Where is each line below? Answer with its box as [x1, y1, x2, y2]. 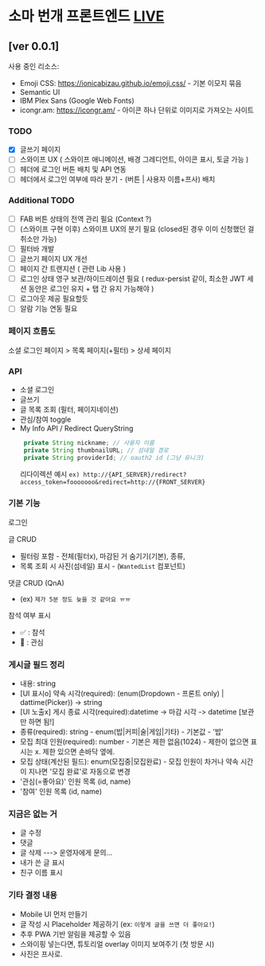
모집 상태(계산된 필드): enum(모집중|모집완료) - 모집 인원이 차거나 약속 [19, 757, 239, 766]
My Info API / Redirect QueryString [19, 423, 134, 433]
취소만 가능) [19, 234, 57, 243]
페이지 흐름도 [8, 325, 56, 337]
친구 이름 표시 [19, 868, 63, 878]
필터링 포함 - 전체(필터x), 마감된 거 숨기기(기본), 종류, [19, 551, 185, 561]
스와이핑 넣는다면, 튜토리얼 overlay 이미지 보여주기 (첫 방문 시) [19, 939, 215, 948]
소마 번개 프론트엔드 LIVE [8, 7, 165, 25]
